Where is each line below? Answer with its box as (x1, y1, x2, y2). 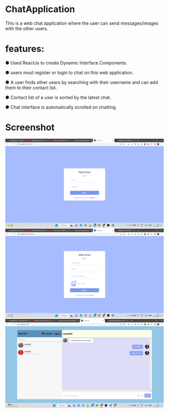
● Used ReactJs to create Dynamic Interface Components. (5, 59, 127, 66)
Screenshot (5, 122, 55, 133)
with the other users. (5, 25, 48, 31)
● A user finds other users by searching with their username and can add (5, 79, 158, 85)
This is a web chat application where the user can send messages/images (5, 20, 158, 26)
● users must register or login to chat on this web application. (5, 69, 134, 75)
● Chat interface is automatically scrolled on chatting (5, 104, 116, 110)
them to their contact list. (5, 85, 57, 91)
